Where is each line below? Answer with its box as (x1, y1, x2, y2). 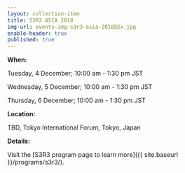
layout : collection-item (7, 10, 80, 18)
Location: (7, 110, 36, 118)
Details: (7, 137, 30, 146)
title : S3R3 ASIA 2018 (7, 17, 74, 24)
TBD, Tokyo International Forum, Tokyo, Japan (7, 123, 142, 132)
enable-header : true (7, 29, 68, 37)
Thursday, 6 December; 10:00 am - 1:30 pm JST (7, 96, 146, 105)
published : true (7, 36, 55, 43)
